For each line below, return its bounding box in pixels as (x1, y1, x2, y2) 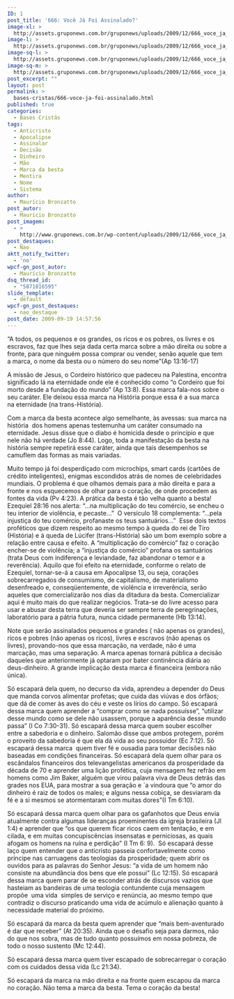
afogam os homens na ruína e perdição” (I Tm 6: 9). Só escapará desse (7, 839, 214, 847)
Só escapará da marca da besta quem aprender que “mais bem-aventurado (7, 919, 225, 928)
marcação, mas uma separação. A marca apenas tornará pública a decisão (7, 648, 222, 657)
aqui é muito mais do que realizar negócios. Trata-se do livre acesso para (7, 598, 219, 606)
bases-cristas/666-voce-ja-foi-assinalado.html (13, 95, 155, 102)
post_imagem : (7, 218, 45, 225)
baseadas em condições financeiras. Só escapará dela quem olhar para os (7, 751, 221, 759)
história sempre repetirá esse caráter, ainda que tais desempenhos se (7, 443, 208, 451)
